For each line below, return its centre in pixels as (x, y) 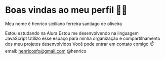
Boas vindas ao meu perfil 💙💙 (66, 10)
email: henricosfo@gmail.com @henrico (46, 51)
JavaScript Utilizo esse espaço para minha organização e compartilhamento (83, 38)
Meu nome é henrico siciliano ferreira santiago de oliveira (63, 24)
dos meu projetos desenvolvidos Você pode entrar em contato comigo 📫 (80, 44)
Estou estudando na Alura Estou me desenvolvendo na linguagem (72, 33)
